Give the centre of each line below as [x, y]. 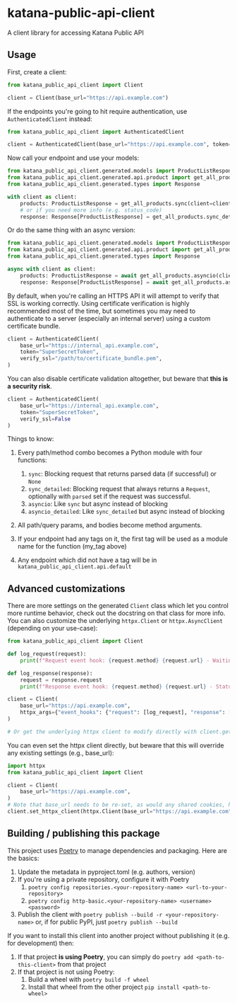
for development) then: [41, 943]
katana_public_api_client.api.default [74, 567]
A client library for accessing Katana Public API [76, 33]
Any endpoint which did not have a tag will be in [87, 560]
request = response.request [61, 680]
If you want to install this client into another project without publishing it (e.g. [119, 935]
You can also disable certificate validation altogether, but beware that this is [118, 379]
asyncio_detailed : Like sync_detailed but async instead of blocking [126, 512]
